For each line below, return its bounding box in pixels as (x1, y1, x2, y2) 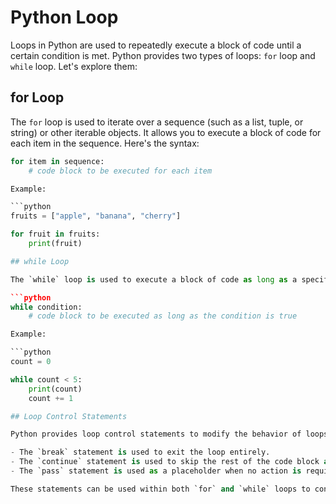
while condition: (10, 302, 83, 312)
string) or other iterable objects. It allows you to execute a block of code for (10, 126, 322, 138)
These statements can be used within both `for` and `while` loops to (10, 484, 311, 494)
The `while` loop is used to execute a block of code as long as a (10, 274, 298, 285)
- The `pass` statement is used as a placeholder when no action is (10, 466, 302, 476)
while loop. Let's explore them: (10, 60, 138, 72)
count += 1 (28, 393, 74, 403)
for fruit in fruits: (10, 229, 101, 240)
